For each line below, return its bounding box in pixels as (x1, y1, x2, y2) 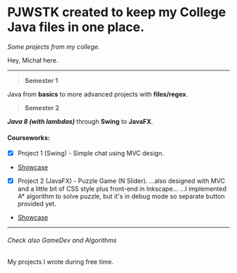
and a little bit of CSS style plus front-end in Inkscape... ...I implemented (17, 184, 227, 193)
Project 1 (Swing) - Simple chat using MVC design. (17, 149, 164, 158)
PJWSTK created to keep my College (7, 4, 226, 20)
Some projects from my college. (7, 42, 100, 51)
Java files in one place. (7, 19, 145, 35)
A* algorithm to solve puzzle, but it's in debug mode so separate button (17, 192, 225, 201)
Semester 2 (24, 103, 60, 112)
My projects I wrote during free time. (7, 258, 114, 266)
